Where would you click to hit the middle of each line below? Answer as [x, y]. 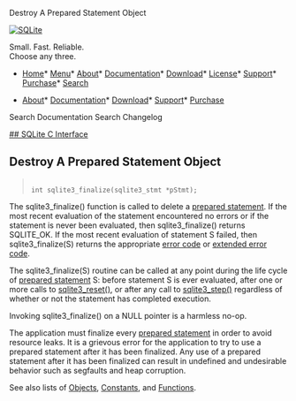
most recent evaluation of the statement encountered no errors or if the [139, 216]
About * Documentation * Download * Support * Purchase [123, 100]
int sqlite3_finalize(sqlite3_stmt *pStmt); [114, 190]
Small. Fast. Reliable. [47, 47]
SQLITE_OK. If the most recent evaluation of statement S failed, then [133, 234]
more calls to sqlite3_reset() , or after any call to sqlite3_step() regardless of [146, 289]
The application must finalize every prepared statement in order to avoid [140, 333]
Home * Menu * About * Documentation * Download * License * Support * [149, 73]
